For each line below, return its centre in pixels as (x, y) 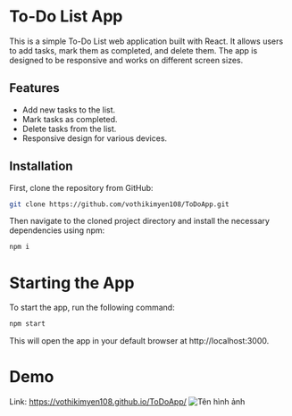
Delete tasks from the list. (69, 129)
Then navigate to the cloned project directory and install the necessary (140, 221)
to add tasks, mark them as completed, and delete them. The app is (133, 50)
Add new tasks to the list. (69, 110)
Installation (41, 166)
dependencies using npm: (57, 230)
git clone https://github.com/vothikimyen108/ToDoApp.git (119, 204)
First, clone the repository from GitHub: (81, 187)
